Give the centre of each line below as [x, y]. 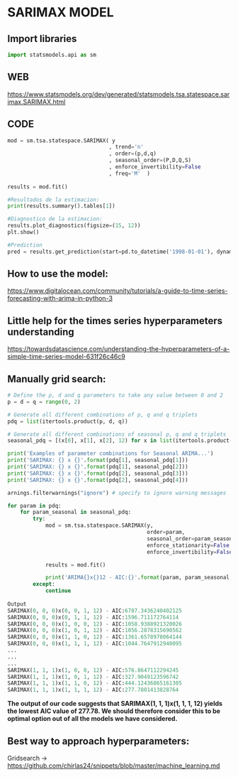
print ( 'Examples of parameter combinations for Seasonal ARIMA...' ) [110, 454]
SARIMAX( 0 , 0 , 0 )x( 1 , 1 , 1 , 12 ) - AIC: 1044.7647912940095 [95, 644]
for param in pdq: [34, 505]
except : [44, 584]
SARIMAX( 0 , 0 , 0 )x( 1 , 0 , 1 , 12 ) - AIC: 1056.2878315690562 [95, 631]
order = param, [166, 532]
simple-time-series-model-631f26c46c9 [66, 357]
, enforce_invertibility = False [155, 167]
